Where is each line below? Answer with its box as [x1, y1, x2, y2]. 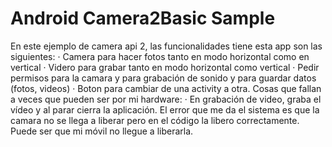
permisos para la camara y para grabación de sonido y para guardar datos [10, 72, 317, 84]
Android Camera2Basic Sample [10, 7, 276, 30]
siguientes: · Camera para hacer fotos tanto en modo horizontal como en [10, 50, 310, 62]
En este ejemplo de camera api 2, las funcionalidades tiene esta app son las [10, 40, 323, 52]
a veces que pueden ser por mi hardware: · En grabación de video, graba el [10, 93, 322, 105]
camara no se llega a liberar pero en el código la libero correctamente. [10, 114, 300, 126]
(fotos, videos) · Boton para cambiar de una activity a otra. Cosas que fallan [10, 82, 322, 94]
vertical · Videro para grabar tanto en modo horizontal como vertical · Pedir [10, 61, 320, 73]
